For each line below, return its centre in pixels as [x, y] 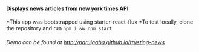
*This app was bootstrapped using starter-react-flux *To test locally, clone [100, 22]
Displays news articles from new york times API [67, 8]
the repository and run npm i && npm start [59, 28]
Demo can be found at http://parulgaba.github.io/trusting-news [86, 42]
